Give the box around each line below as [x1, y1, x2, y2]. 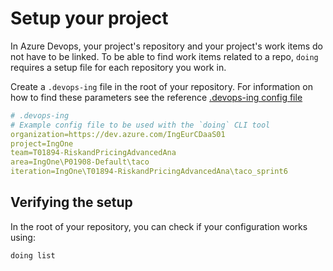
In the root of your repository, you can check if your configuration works [10, 220, 308, 232]
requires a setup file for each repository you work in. [10, 61, 227, 73]
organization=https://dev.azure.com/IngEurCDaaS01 [10, 129, 226, 139]
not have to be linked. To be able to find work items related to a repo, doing [10, 50, 319, 62]
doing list [10, 250, 56, 261]
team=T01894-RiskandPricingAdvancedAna [10, 148, 177, 158]
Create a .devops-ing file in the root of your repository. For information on [10, 80, 313, 92]
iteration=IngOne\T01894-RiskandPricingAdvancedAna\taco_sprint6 [10, 167, 288, 177]
